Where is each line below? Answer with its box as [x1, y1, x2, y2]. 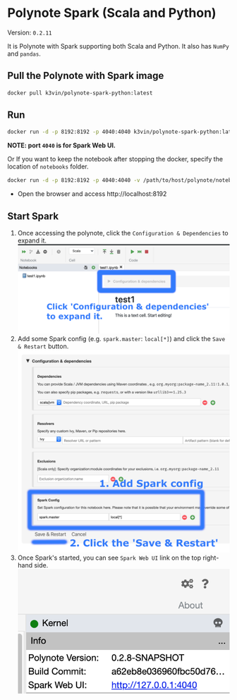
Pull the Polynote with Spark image [7, 70, 164, 82]
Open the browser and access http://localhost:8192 [17, 190, 167, 198]
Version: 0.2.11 [7, 28, 52, 37]
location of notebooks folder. [7, 162, 89, 171]
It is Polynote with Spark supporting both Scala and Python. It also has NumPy [7, 42, 229, 50]
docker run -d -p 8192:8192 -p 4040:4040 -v [7, 177, 140, 184]
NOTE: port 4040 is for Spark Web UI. [7, 141, 116, 149]
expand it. [17, 236, 47, 245]
